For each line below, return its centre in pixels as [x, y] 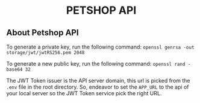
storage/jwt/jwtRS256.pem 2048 [45, 53]
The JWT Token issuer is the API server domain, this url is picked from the [98, 81]
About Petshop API [43, 33]
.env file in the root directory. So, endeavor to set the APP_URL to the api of [98, 87]
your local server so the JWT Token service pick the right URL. [84, 93]
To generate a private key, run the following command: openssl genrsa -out [100, 47]
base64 [14, 69]
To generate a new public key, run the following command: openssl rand [96, 64]
